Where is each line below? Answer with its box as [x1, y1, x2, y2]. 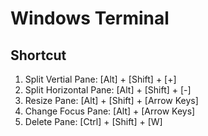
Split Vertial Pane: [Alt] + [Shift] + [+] [24, 73, 177, 85]
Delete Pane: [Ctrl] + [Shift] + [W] [24, 116, 163, 127]
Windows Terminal [10, 7, 170, 30]
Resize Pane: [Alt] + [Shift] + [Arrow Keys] [24, 95, 199, 106]
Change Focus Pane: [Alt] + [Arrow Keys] [24, 105, 196, 117]
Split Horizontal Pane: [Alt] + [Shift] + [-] [24, 84, 192, 96]
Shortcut [10, 47, 67, 64]
